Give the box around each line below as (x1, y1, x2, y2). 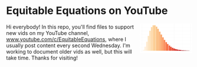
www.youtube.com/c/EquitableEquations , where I (6, 36, 127, 43)
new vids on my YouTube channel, (6, 29, 90, 36)
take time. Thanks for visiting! (6, 54, 78, 61)
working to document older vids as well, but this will (6, 48, 132, 55)
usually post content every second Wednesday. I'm (6, 42, 131, 49)
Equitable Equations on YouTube (6, 4, 168, 17)
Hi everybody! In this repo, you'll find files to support (6, 23, 134, 30)
